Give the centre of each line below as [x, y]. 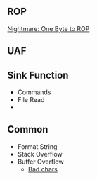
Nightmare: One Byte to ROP [48, 28]
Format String [37, 146]
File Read [31, 100]
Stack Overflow [40, 154]
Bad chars [43, 169]
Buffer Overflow [41, 162]
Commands [34, 92]
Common [28, 129]
